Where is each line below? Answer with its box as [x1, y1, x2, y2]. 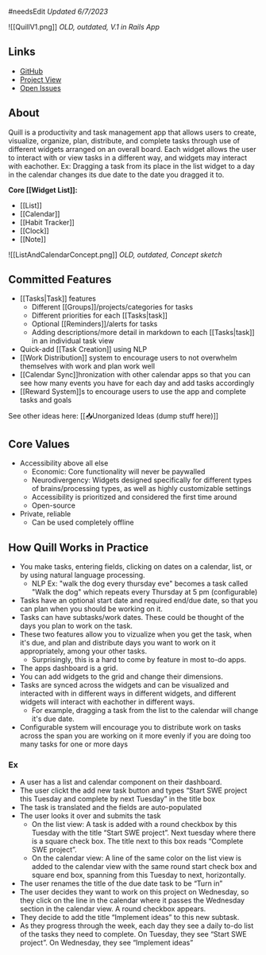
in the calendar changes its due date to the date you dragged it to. [8, 170, 225, 179]
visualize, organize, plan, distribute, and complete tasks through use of [8, 135, 241, 146]
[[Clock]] [19, 226, 49, 236]
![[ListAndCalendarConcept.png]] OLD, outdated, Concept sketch [8, 250, 222, 259]
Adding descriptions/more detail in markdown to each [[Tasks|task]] [31, 328, 256, 337]
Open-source [31, 501, 76, 510]
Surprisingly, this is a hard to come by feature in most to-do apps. [31, 655, 247, 665]
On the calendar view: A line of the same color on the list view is [31, 853, 242, 863]
